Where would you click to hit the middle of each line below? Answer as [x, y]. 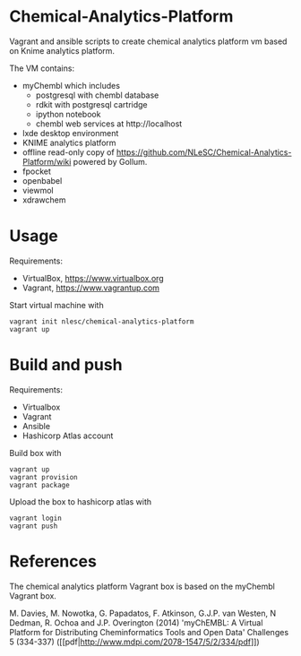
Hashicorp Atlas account [68, 436]
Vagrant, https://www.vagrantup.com [90, 288]
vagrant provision [43, 477]
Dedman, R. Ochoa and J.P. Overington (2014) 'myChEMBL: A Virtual [136, 622]
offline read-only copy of [68, 152]
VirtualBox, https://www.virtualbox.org [93, 278]
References [53, 561]
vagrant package [39, 485]
